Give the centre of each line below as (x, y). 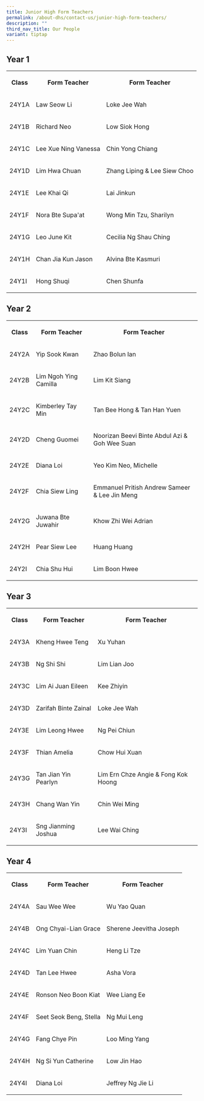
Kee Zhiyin (113, 686)
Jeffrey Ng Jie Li (130, 1083)
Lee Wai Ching (118, 830)
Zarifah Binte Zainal (63, 708)
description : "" (27, 23)
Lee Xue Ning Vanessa (68, 149)
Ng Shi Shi (50, 664)
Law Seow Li (54, 104)
